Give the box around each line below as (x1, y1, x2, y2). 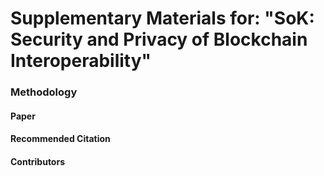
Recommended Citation (10, 133, 111, 145)
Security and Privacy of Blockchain (10, 28, 308, 51)
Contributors (10, 155, 66, 167)
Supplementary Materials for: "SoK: (10, 7, 315, 30)
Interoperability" (10, 50, 152, 72)
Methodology (10, 85, 78, 99)
